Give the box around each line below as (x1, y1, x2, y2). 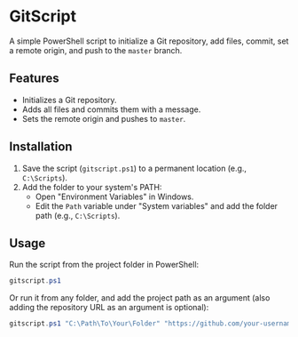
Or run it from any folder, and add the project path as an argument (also (9, 293, 271, 303)
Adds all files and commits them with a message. (21, 104, 201, 115)
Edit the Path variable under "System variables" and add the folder (35, 200, 278, 211)
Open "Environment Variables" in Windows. (35, 191, 194, 202)
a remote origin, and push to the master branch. (9, 44, 183, 55)
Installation (9, 140, 73, 155)
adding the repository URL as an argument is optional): (9, 302, 209, 313)
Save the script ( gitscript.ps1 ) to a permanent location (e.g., (21, 163, 247, 173)
